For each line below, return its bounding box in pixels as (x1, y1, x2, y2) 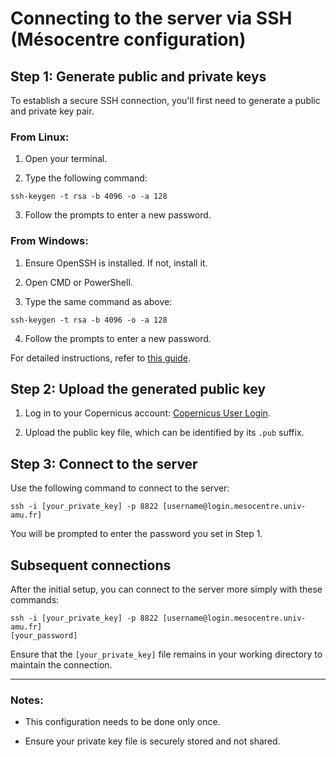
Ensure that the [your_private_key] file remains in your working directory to (10, 648, 323, 661)
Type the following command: (24, 172, 148, 184)
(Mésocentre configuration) (10, 28, 247, 51)
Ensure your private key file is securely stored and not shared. (24, 735, 281, 747)
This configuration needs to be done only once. (24, 716, 221, 728)
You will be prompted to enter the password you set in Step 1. (10, 528, 263, 540)
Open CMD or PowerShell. (24, 276, 133, 288)
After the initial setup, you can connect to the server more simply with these (10, 583, 323, 596)
